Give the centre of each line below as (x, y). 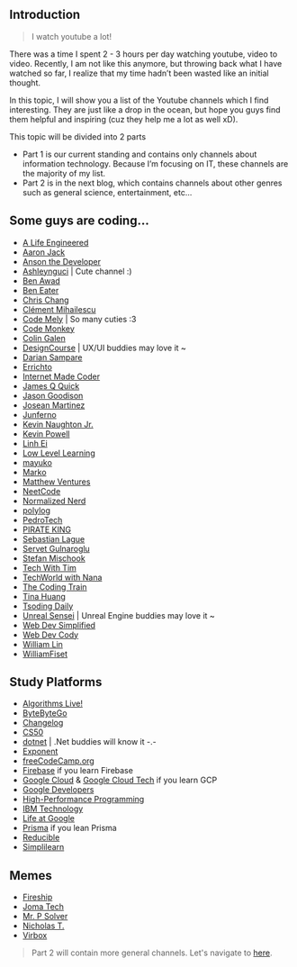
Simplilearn (43, 847)
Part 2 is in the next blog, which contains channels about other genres (152, 183)
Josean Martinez (54, 405)
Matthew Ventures (56, 482)
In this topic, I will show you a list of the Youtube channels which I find (139, 100)
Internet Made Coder (61, 376)
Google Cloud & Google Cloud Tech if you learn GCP (120, 780)
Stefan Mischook (54, 558)
